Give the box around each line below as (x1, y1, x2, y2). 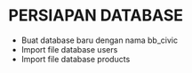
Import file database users (20, 44, 118, 54)
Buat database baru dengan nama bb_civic (20, 35, 179, 45)
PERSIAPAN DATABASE (8, 5, 184, 26)
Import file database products (20, 53, 131, 64)
